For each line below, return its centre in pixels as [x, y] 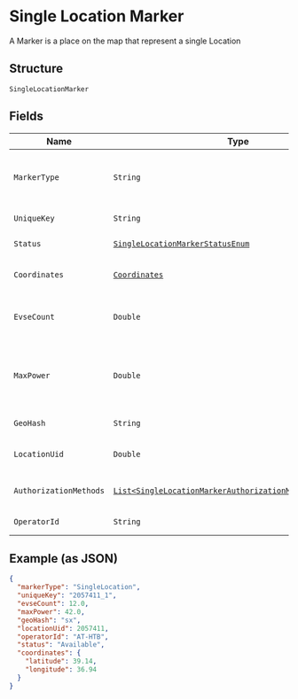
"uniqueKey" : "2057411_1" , [67, 595]
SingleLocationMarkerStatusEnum [181, 244]
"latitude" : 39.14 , [61, 662]
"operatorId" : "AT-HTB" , [63, 637]
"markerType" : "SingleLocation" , [79, 587]
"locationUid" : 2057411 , [63, 628]
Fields [27, 116]
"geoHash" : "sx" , [49, 620]
